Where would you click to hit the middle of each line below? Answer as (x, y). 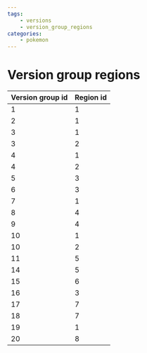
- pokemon (34, 40)
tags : (15, 14)
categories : (25, 34)
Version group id (39, 97)
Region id (91, 97)
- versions (36, 20)
